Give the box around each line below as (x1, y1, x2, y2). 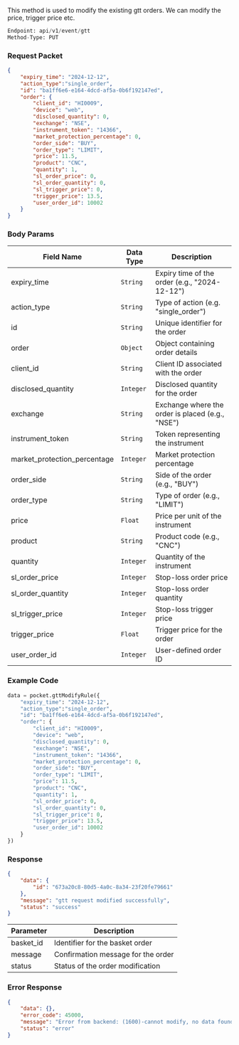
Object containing (155, 339, 215, 349)
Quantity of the (155, 552, 206, 562)
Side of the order (155, 470, 212, 480)
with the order (155, 368, 203, 378)
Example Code (7, 676, 59, 686)
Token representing (155, 430, 221, 440)
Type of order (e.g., (155, 491, 221, 501)
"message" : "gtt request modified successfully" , (20, 896, 171, 904)
